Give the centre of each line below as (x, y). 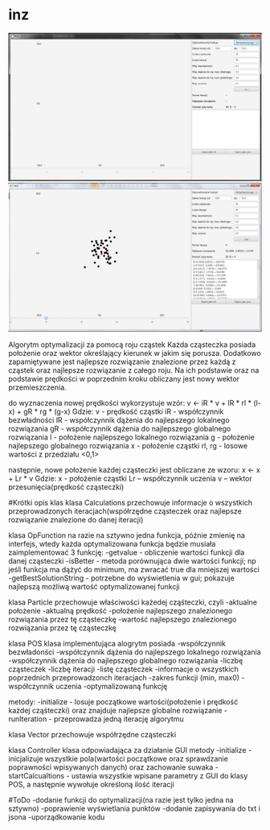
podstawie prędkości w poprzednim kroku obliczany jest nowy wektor (124, 379)
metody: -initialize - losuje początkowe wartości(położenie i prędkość (123, 702)
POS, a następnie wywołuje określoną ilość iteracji (91, 785)
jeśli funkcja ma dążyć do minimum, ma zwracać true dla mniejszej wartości (134, 570)
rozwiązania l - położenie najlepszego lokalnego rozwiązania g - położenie (131, 437)
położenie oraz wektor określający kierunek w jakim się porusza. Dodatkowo (135, 353)
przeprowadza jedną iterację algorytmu (119, 719)
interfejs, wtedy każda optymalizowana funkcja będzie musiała (112, 544)
